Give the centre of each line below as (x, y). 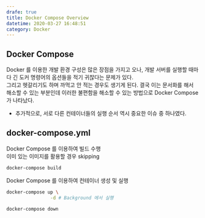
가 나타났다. (20, 100)
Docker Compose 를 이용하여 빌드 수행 (54, 149)
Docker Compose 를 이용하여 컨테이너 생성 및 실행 (67, 180)
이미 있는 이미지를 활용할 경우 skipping (53, 156)
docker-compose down (33, 209)
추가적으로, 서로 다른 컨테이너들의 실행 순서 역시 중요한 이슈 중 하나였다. (101, 114)
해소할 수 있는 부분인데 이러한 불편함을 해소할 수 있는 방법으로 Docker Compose (102, 93)
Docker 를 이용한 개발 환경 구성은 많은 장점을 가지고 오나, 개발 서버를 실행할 (97, 70)
